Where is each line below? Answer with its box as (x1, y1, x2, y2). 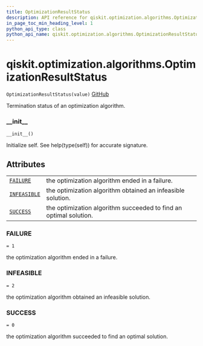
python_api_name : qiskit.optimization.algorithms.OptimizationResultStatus (6, 32, 201, 38)
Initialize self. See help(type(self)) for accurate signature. (6, 142, 148, 149)
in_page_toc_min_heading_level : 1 (6, 20, 94, 26)
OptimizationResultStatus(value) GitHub (6, 90, 109, 98)
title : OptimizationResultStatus (6, 8, 91, 15)
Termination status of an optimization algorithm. (6, 102, 126, 110)
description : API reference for (6, 15, 88, 21)
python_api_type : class (6, 25, 66, 32)
